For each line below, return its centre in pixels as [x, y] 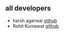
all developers [28, 8]
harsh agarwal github [35, 20]
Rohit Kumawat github [36, 26]
